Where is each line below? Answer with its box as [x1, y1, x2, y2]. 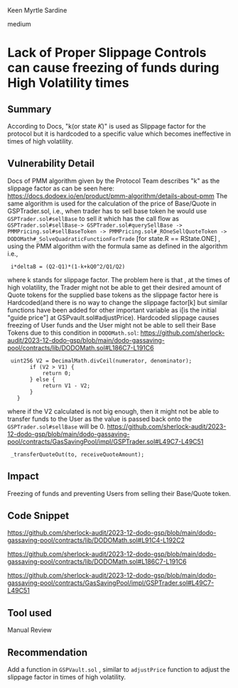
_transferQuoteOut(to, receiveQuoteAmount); [10, 451, 144, 458]
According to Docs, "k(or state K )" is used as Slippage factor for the [7, 122, 206, 130]
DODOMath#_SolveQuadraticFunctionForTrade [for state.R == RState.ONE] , [7, 234, 220, 242]
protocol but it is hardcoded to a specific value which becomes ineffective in [7, 129, 231, 138]
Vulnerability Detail [7, 158, 94, 170]
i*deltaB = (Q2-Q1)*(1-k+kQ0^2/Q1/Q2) [10, 263, 126, 270]
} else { [29, 376, 55, 383]
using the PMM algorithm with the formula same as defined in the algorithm [7, 242, 228, 250]
